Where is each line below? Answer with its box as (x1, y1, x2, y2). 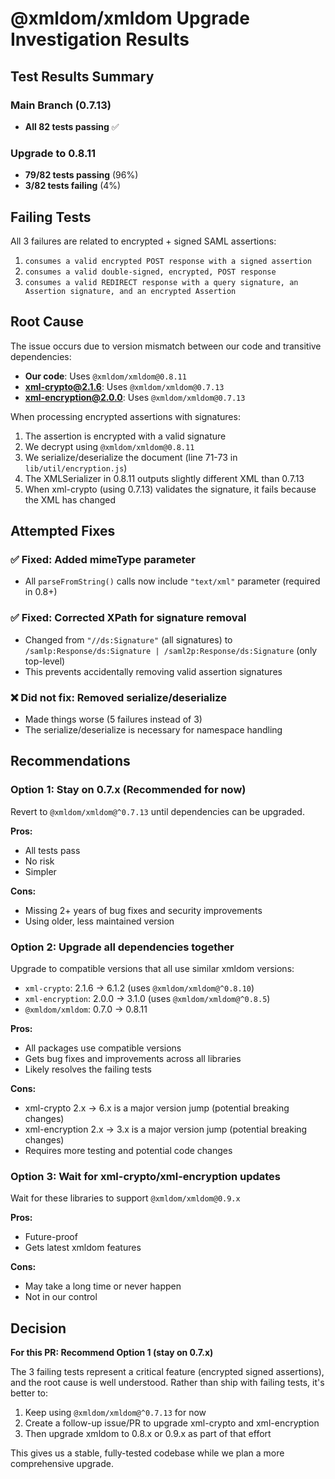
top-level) (24, 655, 66, 667)
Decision (10, 1320, 67, 1337)
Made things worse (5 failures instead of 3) (24, 713, 203, 726)
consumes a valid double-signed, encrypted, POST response (24, 267, 277, 277)
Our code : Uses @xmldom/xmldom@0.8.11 (24, 370, 187, 382)
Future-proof (24, 1231, 78, 1243)
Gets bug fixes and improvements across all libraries (24, 1053, 242, 1065)
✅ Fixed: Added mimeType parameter (10, 553, 196, 567)
